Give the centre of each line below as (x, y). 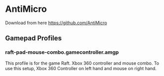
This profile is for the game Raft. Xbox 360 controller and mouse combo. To (82, 63)
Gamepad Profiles (33, 38)
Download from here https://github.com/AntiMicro (56, 23)
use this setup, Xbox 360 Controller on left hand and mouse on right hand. (81, 68)
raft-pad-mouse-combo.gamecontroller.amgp (62, 52)
